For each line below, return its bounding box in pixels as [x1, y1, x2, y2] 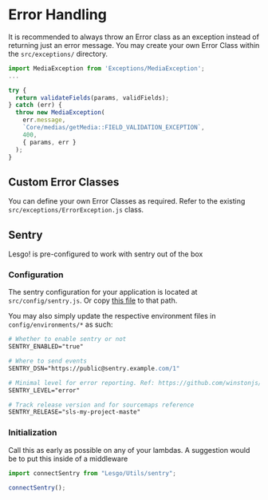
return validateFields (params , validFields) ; [15, 93, 170, 101]
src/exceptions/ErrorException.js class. [8, 205, 144, 215]
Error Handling [8, 6, 108, 24]
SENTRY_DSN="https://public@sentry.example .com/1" [8, 364, 180, 372]
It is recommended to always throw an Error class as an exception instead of [8, 32, 259, 42]
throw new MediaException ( [15, 109, 105, 117]
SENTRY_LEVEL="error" [8, 386, 81, 395]
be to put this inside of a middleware [8, 454, 128, 463]
